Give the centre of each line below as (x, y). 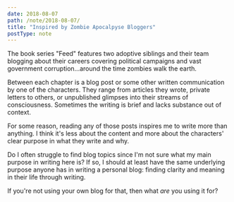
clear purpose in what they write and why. (68, 141)
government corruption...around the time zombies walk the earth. (102, 69)
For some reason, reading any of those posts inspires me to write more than (117, 126)
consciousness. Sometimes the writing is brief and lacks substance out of (115, 105)
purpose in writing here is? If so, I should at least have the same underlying (116, 162)
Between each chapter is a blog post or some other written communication (116, 83)
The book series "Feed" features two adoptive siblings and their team (108, 54)
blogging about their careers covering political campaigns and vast (105, 61)
